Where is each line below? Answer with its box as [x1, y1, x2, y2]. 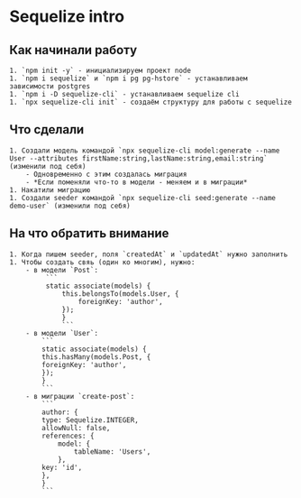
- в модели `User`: [25, 328, 99, 337]
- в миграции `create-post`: [25, 392, 135, 401]
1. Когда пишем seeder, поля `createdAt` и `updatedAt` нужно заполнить [9, 250, 288, 259]
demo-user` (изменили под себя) [9, 201, 131, 210]
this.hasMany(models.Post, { [41, 352, 151, 362]
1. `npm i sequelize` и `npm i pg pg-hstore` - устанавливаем [9, 74, 248, 83]
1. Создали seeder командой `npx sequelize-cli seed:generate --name [9, 193, 277, 202]
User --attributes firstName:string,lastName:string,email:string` [9, 153, 269, 163]
